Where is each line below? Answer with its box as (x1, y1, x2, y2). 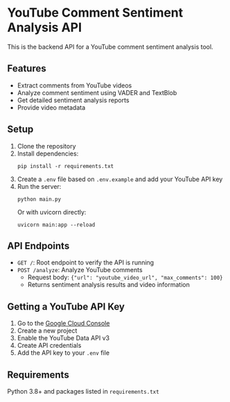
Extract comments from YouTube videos (17, 81, 132, 90)
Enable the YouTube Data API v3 (17, 334, 109, 342)
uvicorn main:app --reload (17, 221, 96, 228)
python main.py (17, 196, 62, 203)
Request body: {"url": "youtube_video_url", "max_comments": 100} (27, 273, 223, 282)
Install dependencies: (17, 149, 79, 158)
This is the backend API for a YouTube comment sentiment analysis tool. (7, 42, 213, 51)
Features (7, 62, 46, 74)
